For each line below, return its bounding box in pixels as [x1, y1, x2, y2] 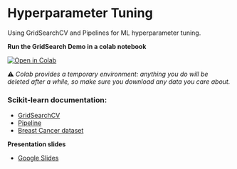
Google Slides [17, 154, 59, 163]
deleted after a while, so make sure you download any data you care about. [7, 77, 231, 86]
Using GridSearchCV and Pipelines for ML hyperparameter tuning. [7, 28, 201, 37]
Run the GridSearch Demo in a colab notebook [7, 42, 147, 50]
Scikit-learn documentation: [7, 94, 107, 104]
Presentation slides [7, 140, 66, 148]
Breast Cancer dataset [17, 126, 84, 135]
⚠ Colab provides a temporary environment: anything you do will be [7, 70, 209, 78]
